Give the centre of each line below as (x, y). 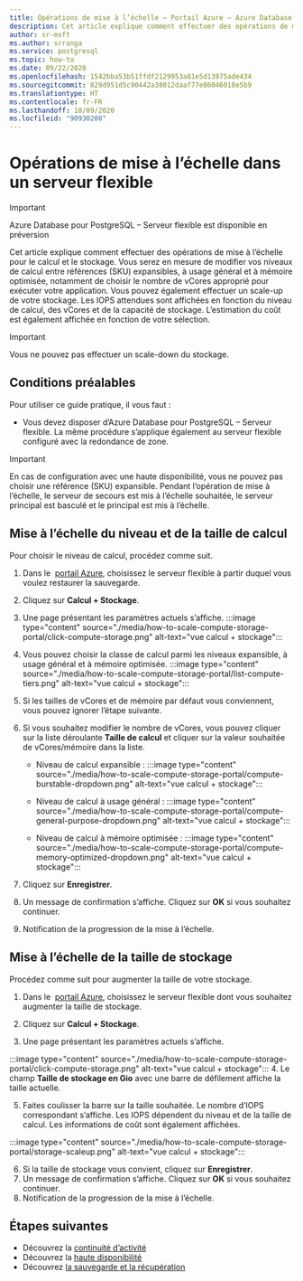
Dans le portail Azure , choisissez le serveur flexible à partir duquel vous (156, 573)
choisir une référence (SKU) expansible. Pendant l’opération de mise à (140, 485)
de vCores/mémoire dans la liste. (84, 747)
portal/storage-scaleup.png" (62, 1151)
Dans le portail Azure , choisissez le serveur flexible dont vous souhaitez (157, 996)
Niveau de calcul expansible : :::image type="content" (136, 764)
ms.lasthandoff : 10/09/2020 (62, 110)
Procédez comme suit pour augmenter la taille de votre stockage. (131, 979)
